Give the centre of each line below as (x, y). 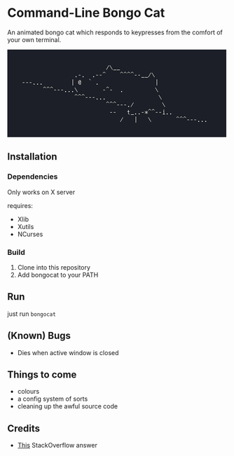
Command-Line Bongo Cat (86, 13)
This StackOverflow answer (57, 445)
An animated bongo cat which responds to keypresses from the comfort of (115, 32)
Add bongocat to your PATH (58, 275)
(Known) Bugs (39, 336)
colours (28, 392)
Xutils (26, 226)
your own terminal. (34, 39)
